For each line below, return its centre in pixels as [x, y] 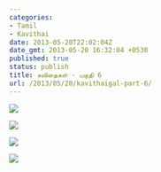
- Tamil [23, 26]
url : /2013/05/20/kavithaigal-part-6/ [80, 83]
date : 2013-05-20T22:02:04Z [61, 42]
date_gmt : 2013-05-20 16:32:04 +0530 [79, 51]
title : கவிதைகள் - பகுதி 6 [55, 75]
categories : [31, 17]
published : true [39, 59]
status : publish [39, 67]
